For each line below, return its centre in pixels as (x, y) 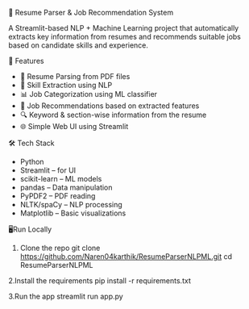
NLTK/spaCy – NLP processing (71, 205)
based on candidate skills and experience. (79, 45)
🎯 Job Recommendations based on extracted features (110, 106)
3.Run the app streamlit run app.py (66, 296)
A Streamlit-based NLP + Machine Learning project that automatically (124, 28)
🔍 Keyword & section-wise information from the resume (113, 115)
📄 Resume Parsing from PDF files (75, 76)
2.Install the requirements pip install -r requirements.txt (100, 281)
